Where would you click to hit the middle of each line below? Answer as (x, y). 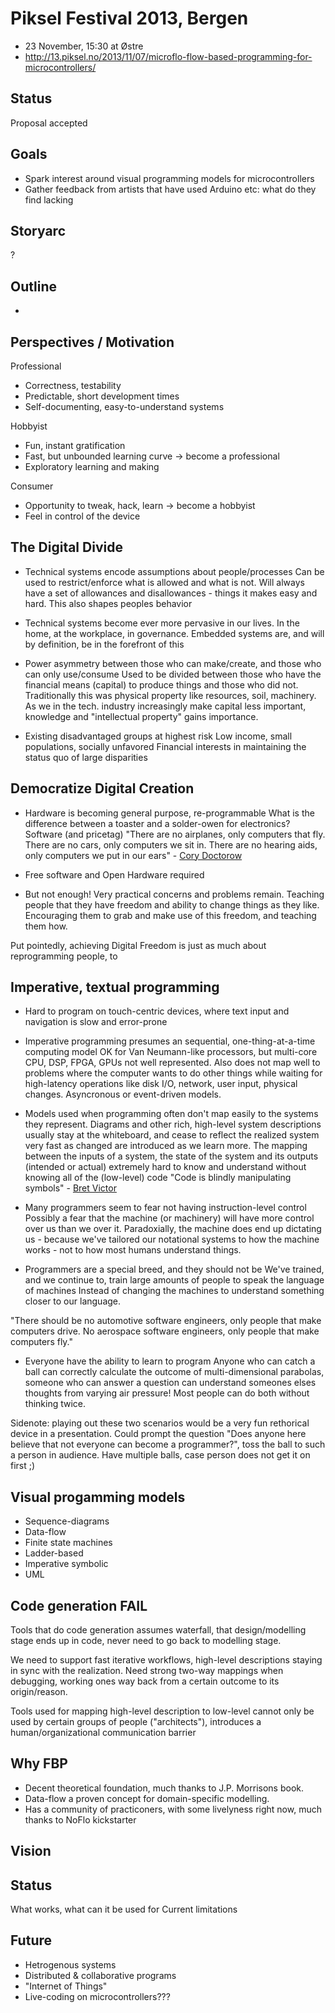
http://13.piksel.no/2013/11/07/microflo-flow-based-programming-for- (168, 56)
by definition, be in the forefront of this (104, 644)
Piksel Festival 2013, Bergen (129, 18)
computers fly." (42, 1342)
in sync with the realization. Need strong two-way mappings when (147, 1671)
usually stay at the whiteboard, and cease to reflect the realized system (172, 1135)
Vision (31, 1851)
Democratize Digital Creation (102, 788)
